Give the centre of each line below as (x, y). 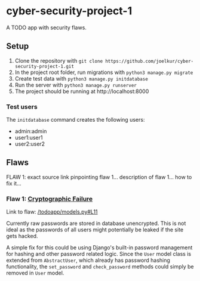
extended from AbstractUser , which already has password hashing (88, 260)
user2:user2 (30, 144)
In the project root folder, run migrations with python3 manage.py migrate (104, 72)
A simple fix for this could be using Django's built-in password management (99, 248)
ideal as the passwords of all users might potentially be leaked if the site (95, 230)
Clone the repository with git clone (59, 60)
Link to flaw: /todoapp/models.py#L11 (52, 212)
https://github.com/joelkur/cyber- (150, 61)
